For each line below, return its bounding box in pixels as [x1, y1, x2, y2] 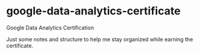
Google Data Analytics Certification [6, 24, 94, 31]
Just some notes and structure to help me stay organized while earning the [6, 35, 194, 43]
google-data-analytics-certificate [6, 4, 181, 18]
